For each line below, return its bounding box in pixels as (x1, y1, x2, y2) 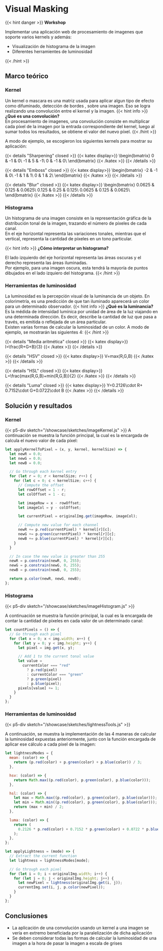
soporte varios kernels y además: (5, 34, 72, 40)
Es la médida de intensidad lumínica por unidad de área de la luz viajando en (5, 309, 158, 315)
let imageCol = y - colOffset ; (17, 505, 81, 510)
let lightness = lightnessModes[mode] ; (9, 858, 90, 863)
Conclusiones (5, 912, 48, 920)
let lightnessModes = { (5, 751, 53, 756)
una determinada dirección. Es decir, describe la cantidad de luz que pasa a (5, 314, 157, 320)
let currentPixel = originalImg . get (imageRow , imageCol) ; (17, 514, 138, 519)
